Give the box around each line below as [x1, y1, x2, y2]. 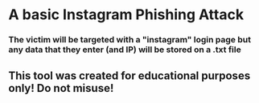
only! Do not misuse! [8, 81, 114, 95]
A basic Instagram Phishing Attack [8, 6, 244, 24]
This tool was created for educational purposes [8, 69, 251, 82]
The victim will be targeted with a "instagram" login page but [8, 34, 252, 46]
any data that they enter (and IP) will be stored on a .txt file [8, 44, 241, 55]
